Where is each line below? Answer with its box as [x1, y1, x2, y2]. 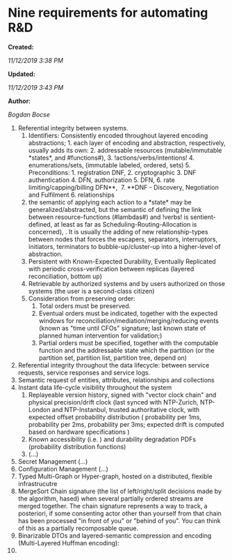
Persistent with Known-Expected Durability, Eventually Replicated [28, 257, 216, 266]
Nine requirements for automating [8, 5, 208, 21]
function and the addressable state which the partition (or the [38, 346, 215, 354]
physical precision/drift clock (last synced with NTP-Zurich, [28, 398, 199, 406]
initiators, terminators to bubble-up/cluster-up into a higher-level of [28, 242, 221, 250]
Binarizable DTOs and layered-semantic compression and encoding [17, 531, 212, 540]
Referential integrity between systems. [17, 123, 129, 132]
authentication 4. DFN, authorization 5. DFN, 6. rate [28, 176, 176, 184]
